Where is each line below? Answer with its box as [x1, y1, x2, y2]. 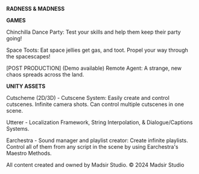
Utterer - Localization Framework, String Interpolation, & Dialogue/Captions [6, 119, 193, 126]
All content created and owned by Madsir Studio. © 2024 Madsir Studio [6, 161, 185, 168]
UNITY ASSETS [6, 82, 46, 90]
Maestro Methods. [6, 150, 52, 157]
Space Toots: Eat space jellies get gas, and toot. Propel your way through [6, 46, 189, 54]
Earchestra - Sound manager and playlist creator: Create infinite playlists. [6, 137, 188, 144]
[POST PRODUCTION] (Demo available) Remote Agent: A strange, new [6, 64, 182, 72]
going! [6, 35, 22, 42]
